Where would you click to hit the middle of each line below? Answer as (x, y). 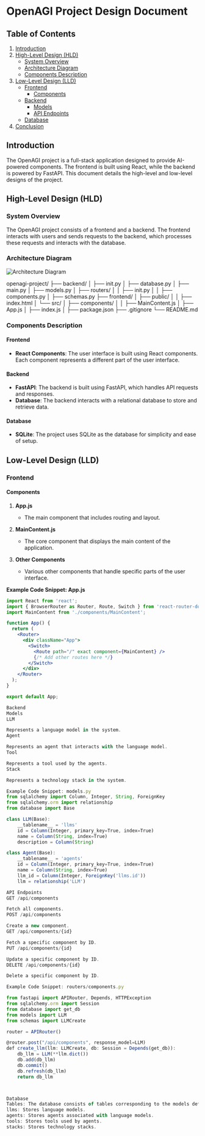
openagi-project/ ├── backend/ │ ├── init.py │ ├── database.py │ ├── (98, 283)
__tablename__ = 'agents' (50, 859)
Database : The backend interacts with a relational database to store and (106, 401)
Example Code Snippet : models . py (49, 791)
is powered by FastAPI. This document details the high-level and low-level (99, 173)
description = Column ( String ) (56, 842)
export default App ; (33, 697)
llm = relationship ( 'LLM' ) (52, 881)
